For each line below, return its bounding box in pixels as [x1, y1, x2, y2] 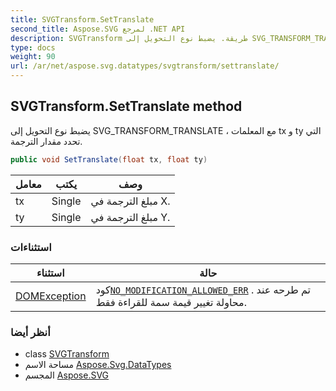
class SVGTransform [24, 348, 110, 360]
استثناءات [10, 240, 52, 254]
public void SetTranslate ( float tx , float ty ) [10, 154, 208, 165]
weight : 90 [10, 52, 56, 62]
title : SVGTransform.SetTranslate [10, 14, 155, 25]
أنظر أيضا [10, 325, 51, 339]
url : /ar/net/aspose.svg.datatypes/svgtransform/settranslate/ [10, 61, 280, 71]
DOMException [15, 289, 87, 303]
